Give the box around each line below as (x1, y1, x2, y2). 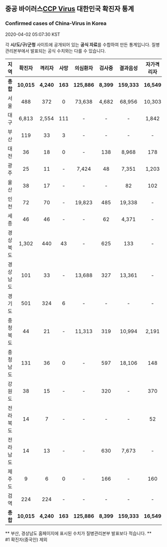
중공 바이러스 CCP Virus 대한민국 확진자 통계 (5, 4, 134, 13)
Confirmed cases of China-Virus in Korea (5, 20, 107, 27)
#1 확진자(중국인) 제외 (5, 537, 48, 543)
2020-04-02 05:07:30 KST (5, 31, 61, 37)
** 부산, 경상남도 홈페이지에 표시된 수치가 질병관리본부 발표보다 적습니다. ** (5, 530, 152, 536)
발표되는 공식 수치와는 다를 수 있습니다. (30, 48, 106, 54)
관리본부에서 (5, 48, 30, 54)
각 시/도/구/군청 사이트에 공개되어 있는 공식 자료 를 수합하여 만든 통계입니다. (5, 41, 151, 47)
